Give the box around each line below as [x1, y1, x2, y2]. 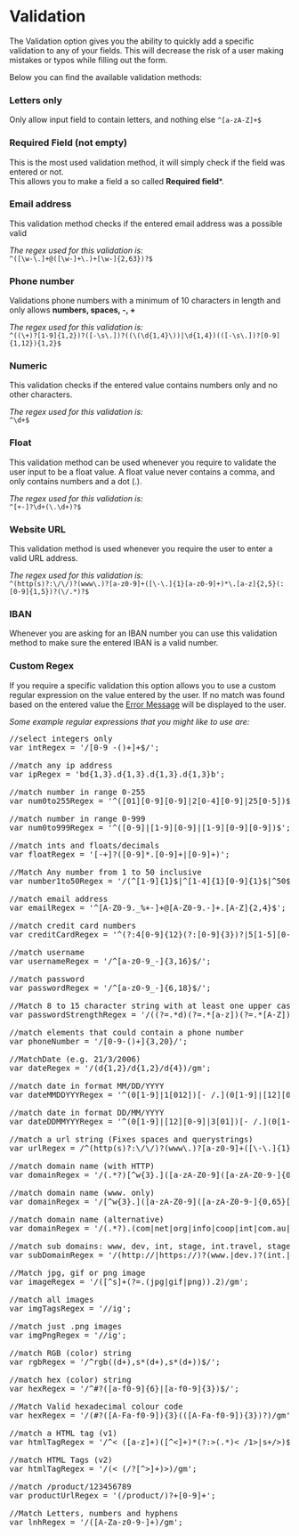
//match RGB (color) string [9, 1347, 132, 1358]
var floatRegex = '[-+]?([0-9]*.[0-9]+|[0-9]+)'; [9, 849, 230, 859]
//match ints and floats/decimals [9, 840, 160, 850]
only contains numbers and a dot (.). [9, 475, 142, 486]
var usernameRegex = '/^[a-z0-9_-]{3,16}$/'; [9, 955, 212, 966]
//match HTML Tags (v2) [9, 1454, 113, 1465]
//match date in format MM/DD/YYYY [9, 1080, 165, 1091]
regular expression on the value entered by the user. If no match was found [9, 689, 285, 700]
